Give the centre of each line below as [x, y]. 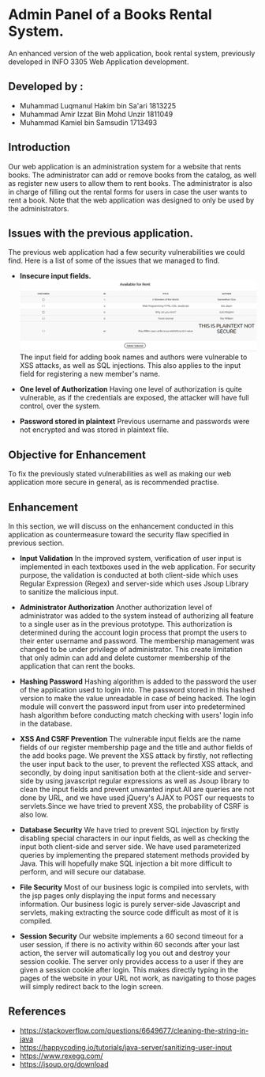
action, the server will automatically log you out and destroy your [125, 953]
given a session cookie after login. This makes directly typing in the [129, 969]
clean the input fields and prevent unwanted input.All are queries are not [137, 789]
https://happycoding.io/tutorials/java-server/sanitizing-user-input [126, 1047]
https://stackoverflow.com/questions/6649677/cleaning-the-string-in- [134, 1030]
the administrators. [39, 208]
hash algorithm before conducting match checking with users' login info [136, 715]
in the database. [46, 723]
